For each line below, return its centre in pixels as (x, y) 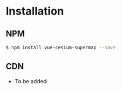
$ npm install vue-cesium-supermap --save (61, 47)
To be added (31, 81)
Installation (35, 11)
